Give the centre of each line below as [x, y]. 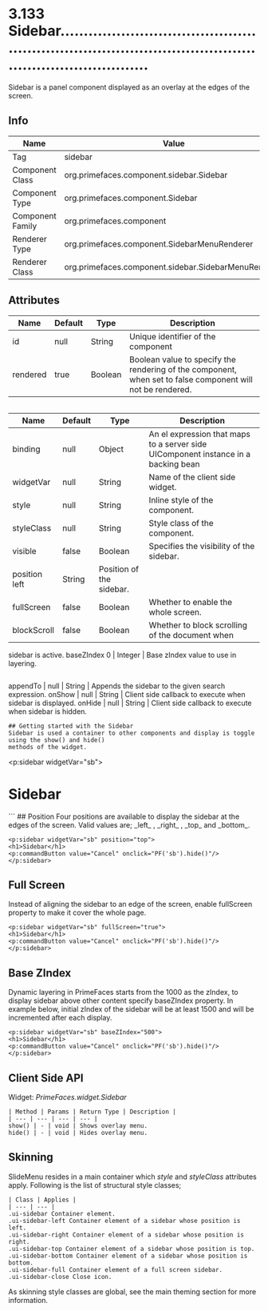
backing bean [174, 463]
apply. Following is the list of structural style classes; [95, 1185]
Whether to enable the [191, 602]
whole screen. [175, 611]
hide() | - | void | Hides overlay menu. [78, 1133]
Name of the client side [192, 477]
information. [28, 1300]
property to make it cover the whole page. [77, 912]
